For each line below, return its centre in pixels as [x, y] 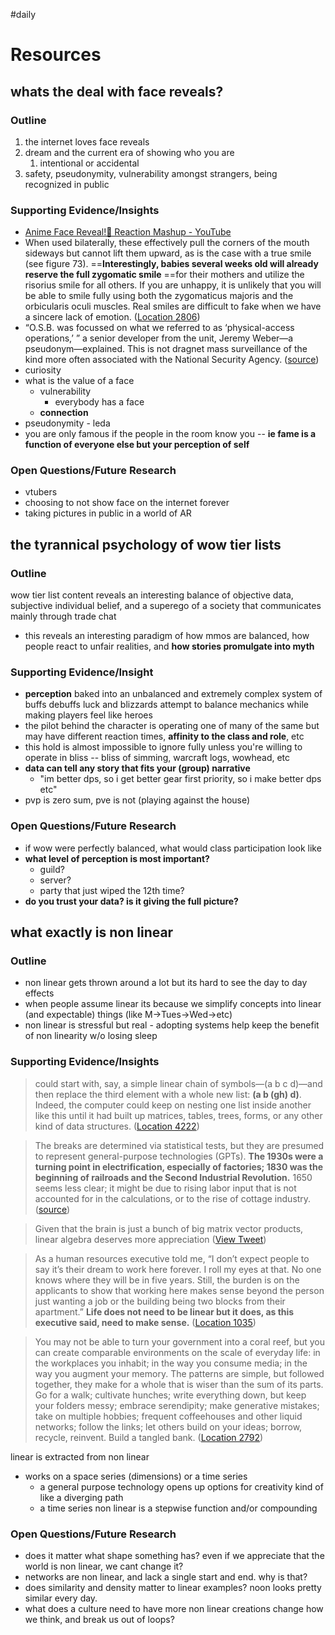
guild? [52, 869]
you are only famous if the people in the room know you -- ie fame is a [170, 434]
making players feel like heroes [88, 715]
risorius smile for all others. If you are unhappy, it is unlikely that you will [173, 285]
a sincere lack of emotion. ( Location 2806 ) [112, 317]
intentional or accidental [89, 163]
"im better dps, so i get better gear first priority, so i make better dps [180, 779]
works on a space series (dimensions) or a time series [136, 1476]
